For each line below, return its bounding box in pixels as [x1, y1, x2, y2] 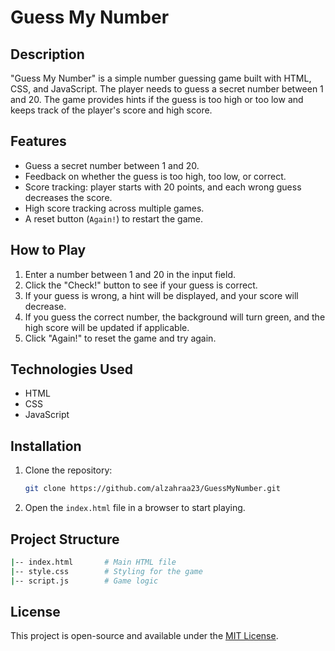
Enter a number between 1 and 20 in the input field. [24, 268, 237, 280]
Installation [10, 437, 82, 455]
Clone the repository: [24, 464, 113, 476]
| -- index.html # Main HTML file [10, 557, 177, 567]
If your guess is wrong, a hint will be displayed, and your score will [24, 289, 299, 301]
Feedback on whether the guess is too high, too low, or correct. [24, 170, 287, 182]
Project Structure [10, 531, 120, 548]
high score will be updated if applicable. [24, 321, 190, 333]
